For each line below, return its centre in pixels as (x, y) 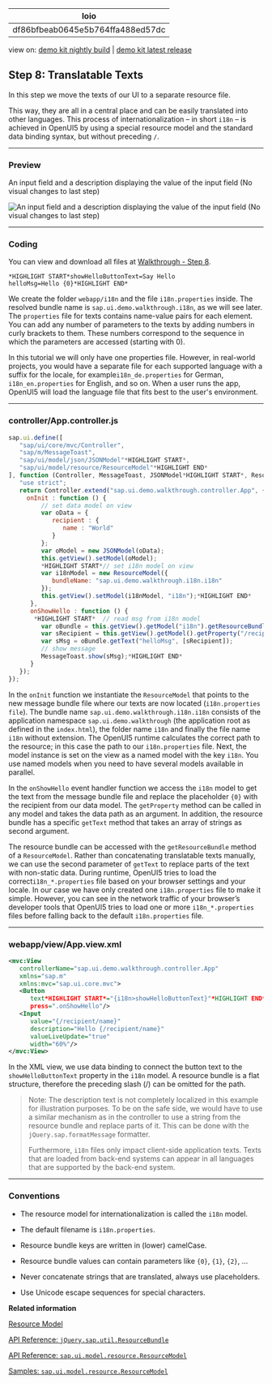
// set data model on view (86, 505)
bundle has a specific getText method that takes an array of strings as (125, 822)
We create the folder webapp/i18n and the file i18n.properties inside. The (131, 299)
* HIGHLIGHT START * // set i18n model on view (117, 566)
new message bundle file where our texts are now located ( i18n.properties (134, 703)
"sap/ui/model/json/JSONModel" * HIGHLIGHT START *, (104, 460)
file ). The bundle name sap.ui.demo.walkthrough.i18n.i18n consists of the (135, 711)
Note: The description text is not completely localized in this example (143, 1100)
